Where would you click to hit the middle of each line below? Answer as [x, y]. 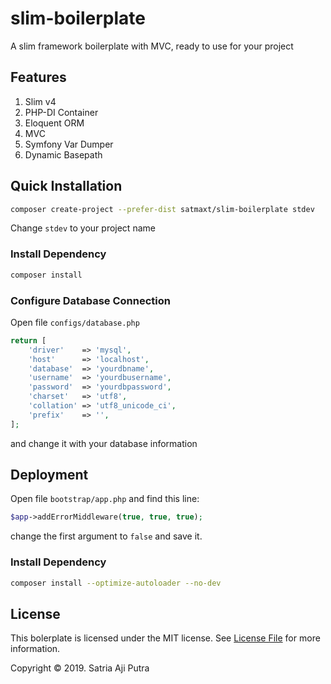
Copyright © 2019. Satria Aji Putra [80, 668]
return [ [28, 340]
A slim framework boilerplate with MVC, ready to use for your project [152, 46]
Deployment [49, 475]
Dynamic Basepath [63, 154]
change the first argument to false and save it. [106, 536]
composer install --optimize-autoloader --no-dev [116, 583]
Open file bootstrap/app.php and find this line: [105, 499]
